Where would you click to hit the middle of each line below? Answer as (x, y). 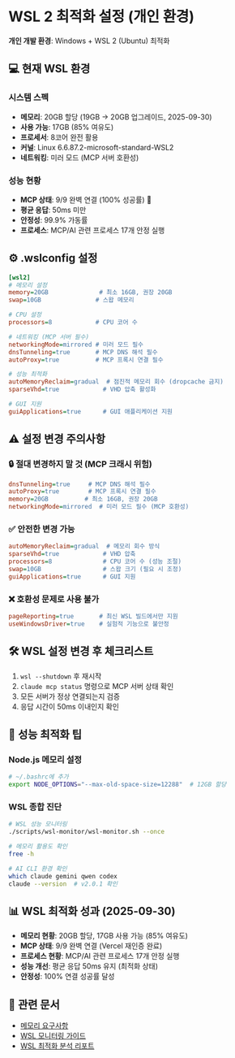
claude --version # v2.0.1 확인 (63, 884)
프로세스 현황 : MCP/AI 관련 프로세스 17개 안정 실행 (100, 956)
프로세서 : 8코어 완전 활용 (59, 137)
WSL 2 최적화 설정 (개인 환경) (101, 17)
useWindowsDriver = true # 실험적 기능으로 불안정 (89, 624)
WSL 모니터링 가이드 (53, 1036)
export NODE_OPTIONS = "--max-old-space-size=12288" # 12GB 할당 (117, 785)
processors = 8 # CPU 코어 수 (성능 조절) (95, 562)
